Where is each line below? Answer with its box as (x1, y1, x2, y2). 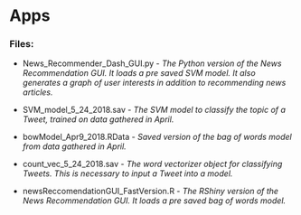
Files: (9, 38, 34, 51)
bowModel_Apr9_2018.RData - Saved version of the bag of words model (22, 132, 292, 143)
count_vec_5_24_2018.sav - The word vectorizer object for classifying (22, 159, 283, 170)
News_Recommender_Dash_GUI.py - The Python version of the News (22, 58, 282, 69)
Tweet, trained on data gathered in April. (22, 114, 174, 125)
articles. (22, 87, 53, 98)
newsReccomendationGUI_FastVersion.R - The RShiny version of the (22, 186, 278, 197)
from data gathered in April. (22, 141, 127, 152)
